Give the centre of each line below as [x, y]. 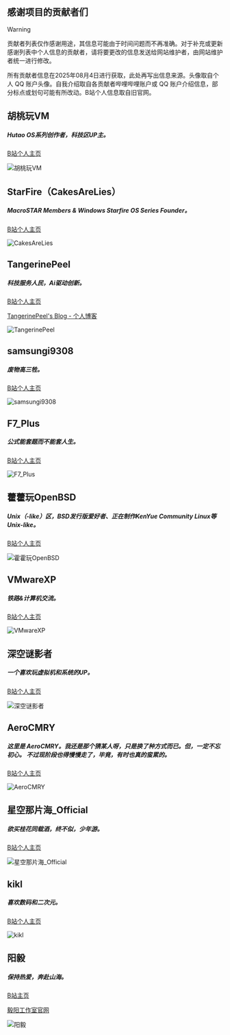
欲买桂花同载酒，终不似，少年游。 [55, 829]
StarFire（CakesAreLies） [64, 192]
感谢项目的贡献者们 [48, 12]
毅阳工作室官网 [28, 1010]
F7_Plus [24, 423]
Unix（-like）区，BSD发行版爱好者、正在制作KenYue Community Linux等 [112, 516]
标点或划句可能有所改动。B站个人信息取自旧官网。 [84, 92]
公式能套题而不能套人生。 [43, 442]
